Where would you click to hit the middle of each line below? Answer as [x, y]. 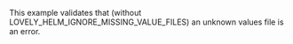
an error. [25, 31]
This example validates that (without [75, 13]
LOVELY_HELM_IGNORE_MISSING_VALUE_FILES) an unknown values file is [146, 22]
